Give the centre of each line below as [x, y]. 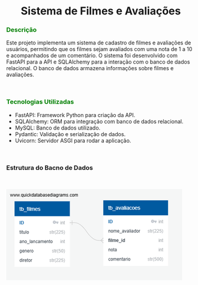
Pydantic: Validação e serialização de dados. [70, 134]
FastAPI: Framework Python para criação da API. [75, 115]
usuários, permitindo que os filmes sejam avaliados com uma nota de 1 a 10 [99, 49]
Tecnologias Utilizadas [40, 102]
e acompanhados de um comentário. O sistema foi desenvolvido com [92, 56]
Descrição [22, 30]
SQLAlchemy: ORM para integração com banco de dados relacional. [99, 121]
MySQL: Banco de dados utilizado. [58, 128]
